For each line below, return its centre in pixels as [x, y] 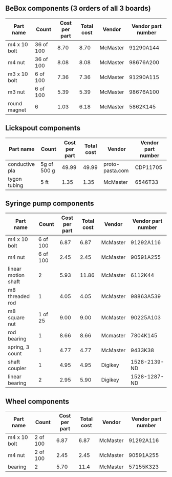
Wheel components [37, 401]
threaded [19, 296]
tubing [16, 185]
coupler [17, 368]
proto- [111, 164]
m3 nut [16, 92]
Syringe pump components [50, 204]
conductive [21, 164]
